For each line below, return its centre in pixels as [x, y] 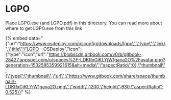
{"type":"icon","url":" [27, 54]
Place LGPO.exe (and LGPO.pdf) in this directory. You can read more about [84, 23]
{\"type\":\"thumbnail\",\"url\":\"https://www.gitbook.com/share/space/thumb [85, 76]
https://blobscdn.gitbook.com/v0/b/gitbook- [95, 54]
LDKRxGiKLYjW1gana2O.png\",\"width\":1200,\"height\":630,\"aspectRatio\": [84, 86]
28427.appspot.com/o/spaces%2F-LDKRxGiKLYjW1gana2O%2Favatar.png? [85, 59]
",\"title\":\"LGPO [22, 49]
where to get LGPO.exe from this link [44, 28]
